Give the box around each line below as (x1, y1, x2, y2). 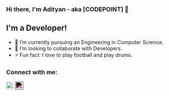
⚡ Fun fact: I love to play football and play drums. (14, 51, 133, 58)
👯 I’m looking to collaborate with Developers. (14, 45, 123, 52)
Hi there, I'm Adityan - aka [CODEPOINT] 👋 (6, 5, 129, 13)
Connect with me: (6, 68, 58, 76)
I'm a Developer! (6, 23, 67, 33)
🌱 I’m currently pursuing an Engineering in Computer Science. (14, 38, 164, 45)
